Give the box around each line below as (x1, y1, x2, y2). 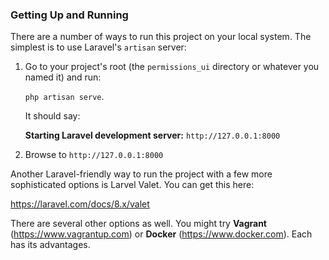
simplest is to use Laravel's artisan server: (10, 41, 187, 53)
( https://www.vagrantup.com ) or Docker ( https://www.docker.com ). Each (10, 228, 313, 240)
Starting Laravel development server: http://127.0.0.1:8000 (24, 129, 281, 142)
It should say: (24, 110, 81, 122)
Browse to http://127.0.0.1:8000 (24, 149, 164, 161)
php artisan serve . (24, 91, 105, 103)
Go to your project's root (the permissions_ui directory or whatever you (24, 61, 320, 73)
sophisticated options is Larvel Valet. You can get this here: (10, 179, 255, 191)
